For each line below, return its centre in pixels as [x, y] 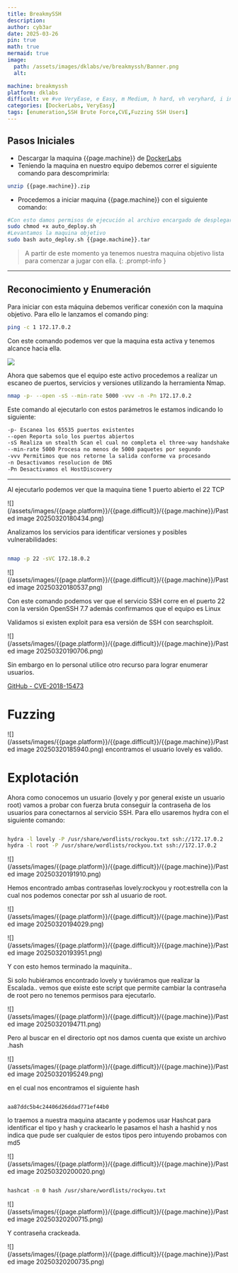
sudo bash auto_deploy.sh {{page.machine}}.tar [79, 240]
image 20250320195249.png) [60, 1074]
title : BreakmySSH [34, 14]
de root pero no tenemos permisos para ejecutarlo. [82, 995]
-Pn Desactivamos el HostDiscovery [60, 469]
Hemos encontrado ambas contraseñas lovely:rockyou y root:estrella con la [118, 888]
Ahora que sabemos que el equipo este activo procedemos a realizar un [112, 375]
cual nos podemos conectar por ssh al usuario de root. [87, 896]
